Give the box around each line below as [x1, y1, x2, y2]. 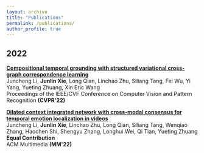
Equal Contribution [6, 134, 55, 141]
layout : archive [6, 8, 47, 15]
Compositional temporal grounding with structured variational [6, 64, 167, 72]
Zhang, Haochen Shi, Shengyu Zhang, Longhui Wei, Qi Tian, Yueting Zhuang [6, 128, 198, 135]
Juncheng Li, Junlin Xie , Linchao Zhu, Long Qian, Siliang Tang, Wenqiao [6, 121, 188, 129]
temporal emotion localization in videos [6, 115, 108, 122]
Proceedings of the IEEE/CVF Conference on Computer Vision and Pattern [6, 90, 192, 98]
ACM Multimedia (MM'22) [6, 141, 72, 148]
